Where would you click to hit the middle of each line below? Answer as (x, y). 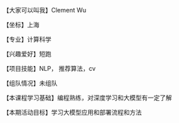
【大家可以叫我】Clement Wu (45, 10)
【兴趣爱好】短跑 (27, 54)
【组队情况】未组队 (30, 83)
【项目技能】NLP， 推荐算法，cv (49, 68)
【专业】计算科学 (27, 39)
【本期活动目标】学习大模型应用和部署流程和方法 (72, 112)
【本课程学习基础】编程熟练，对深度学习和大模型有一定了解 (87, 98)
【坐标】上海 (21, 25)
